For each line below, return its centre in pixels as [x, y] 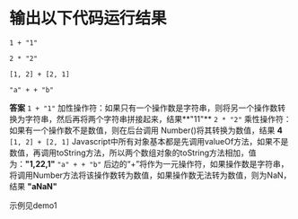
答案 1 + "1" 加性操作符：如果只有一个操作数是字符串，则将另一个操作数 [144, 108]
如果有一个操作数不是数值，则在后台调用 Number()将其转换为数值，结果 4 [146, 130]
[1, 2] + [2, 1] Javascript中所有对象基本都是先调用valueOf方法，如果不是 [149, 141]
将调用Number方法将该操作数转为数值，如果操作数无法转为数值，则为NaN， [150, 175]
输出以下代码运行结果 [88, 18]
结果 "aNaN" [33, 186]
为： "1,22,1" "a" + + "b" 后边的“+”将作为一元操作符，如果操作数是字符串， [149, 163]
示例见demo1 [33, 205]
